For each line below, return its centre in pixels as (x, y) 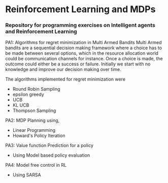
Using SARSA (27, 175)
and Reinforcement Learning (41, 31)
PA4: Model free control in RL (36, 165)
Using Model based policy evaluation (51, 155)
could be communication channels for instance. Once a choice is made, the (84, 59)
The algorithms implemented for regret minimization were (65, 79)
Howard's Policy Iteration (39, 136)
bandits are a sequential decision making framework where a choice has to (84, 48)
